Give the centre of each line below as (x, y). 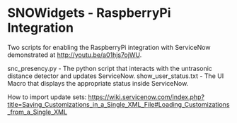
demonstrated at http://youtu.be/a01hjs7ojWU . (75, 55)
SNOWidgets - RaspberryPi (89, 13)
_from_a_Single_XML (37, 112)
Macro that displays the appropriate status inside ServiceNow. (98, 83)
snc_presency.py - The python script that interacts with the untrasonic (110, 68)
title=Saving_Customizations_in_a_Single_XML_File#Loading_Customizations (118, 104)
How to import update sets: (47, 97)
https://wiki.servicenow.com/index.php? (146, 97)
